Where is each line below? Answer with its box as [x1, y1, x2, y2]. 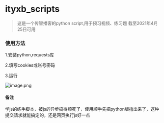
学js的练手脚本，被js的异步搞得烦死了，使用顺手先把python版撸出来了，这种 [5, 106, 160, 112]
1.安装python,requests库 [5, 52, 55, 58]
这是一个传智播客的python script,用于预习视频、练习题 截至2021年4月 [17, 20, 158, 26]
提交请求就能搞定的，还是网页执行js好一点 [5, 112, 90, 118]
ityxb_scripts [5, 3, 60, 15]
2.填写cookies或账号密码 [5, 62, 55, 68]
